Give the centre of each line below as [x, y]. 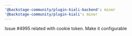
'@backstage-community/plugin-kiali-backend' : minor [60, 10]
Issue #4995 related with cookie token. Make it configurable [66, 28]
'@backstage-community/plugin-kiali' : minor [51, 14]
